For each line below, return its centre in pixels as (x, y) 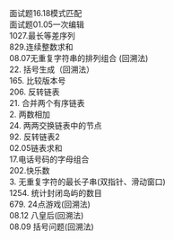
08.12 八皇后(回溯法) (47, 215)
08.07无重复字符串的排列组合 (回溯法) (79, 58)
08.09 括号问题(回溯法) (52, 227)
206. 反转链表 (35, 92)
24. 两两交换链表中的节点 (56, 125)
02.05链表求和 (36, 148)
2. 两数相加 (30, 114)
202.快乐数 (30, 170)
